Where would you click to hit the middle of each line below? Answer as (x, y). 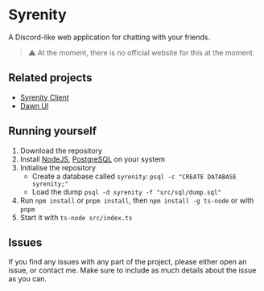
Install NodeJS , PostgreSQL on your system (93, 159)
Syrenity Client (45, 97)
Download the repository (61, 150)
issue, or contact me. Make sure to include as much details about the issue (132, 270)
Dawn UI (34, 105)
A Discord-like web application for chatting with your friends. (109, 37)
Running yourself (53, 131)
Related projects (50, 78)
